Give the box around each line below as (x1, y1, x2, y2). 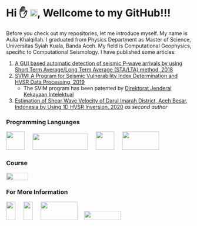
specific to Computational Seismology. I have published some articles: (6, 48, 176, 55)
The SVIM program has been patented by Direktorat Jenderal (23, 84, 172, 91)
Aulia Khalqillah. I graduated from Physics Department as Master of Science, (6, 36, 191, 43)
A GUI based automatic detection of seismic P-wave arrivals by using (14, 60, 183, 67)
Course (6, 159, 28, 167)
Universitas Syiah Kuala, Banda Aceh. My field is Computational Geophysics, (6, 42, 192, 49)
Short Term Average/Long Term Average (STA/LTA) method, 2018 (14, 66, 173, 73)
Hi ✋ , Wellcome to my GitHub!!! (6, 6, 171, 20)
